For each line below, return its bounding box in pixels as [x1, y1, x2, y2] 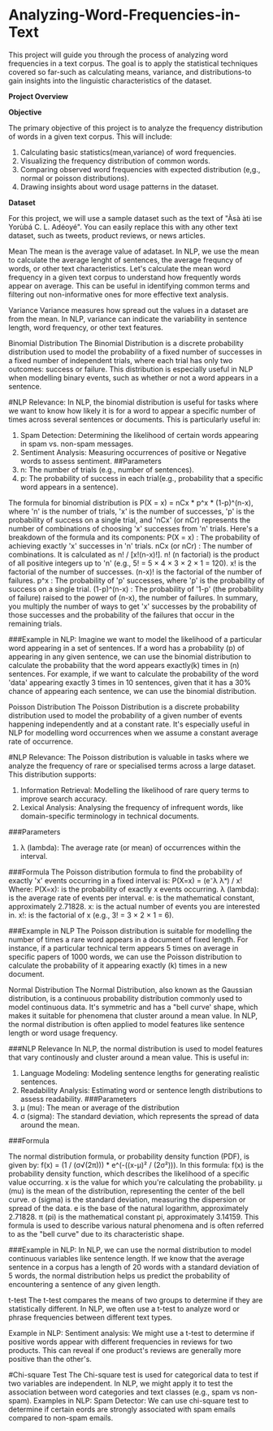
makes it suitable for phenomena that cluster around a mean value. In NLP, [8, 1010, 258, 1021]
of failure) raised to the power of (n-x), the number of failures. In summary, [8, 592, 258, 602]
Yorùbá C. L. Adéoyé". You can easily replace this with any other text [8, 222, 238, 232]
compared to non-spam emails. [8, 1412, 114, 1423]
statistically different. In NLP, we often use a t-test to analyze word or [8, 1303, 240, 1313]
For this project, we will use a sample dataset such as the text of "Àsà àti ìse [8, 213, 262, 223]
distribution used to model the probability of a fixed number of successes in [8, 347, 262, 357]
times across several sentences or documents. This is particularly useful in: [8, 414, 262, 424]
